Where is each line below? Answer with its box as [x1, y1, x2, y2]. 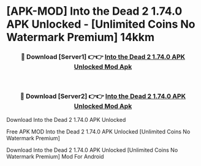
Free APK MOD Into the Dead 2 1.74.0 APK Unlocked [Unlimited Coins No [6, 127, 191, 135]
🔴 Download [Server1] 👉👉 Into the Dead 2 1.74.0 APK [20, 53, 186, 61]
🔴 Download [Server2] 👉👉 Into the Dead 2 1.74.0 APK [20, 92, 186, 100]
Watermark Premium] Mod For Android [6, 153, 104, 160]
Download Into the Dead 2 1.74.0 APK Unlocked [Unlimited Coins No [6, 146, 178, 154]
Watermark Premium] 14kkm [6, 31, 155, 44]
